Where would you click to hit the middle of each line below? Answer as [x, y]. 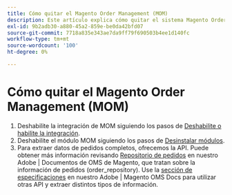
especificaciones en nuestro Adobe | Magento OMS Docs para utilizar [116, 177]
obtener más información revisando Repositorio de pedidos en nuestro [118, 155]
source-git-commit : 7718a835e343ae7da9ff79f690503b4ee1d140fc [98, 33]
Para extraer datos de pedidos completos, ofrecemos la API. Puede [113, 147]
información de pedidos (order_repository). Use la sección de [105, 170]
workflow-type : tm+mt [38, 39]
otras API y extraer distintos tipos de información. [88, 184]
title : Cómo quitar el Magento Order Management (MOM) [88, 13]
